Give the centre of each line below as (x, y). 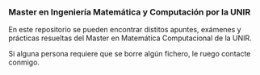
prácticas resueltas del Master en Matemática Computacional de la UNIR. (130, 38)
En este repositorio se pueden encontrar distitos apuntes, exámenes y (125, 30)
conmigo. (24, 62)
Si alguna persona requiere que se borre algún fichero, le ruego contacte (130, 54)
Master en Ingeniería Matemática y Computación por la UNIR (130, 12)
